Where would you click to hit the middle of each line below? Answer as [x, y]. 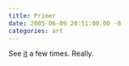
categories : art [36, 31]
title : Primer [32, 16]
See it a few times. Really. [51, 54]
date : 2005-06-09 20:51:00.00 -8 [65, 23]
